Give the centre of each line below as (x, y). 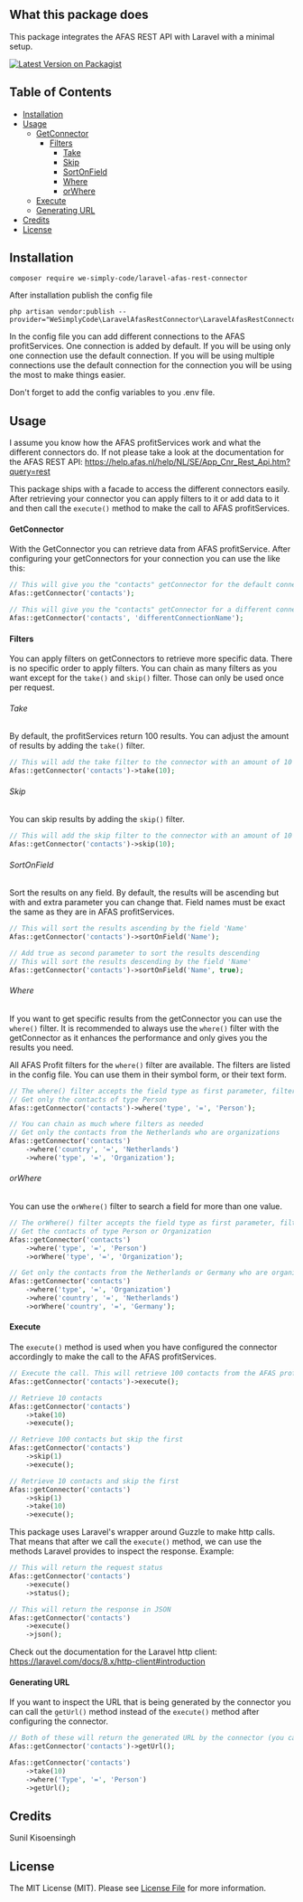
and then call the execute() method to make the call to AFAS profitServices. (150, 508)
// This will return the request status (87, 1568)
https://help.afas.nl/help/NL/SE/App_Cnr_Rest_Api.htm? (188, 462)
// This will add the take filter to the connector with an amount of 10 (151, 762)
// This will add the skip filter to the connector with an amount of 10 (151, 836)
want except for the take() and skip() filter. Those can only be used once (147, 678)
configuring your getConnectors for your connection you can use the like (145, 559)
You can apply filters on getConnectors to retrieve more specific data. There (151, 658)
